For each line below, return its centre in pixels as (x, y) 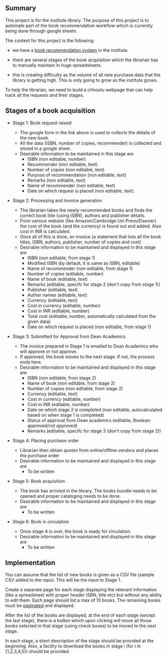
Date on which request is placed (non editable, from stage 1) (89, 327)
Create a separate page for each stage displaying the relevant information (81, 590)
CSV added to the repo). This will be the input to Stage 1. (63, 580)
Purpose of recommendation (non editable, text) (77, 175)
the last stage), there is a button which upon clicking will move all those (79, 621)
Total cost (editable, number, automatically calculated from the (91, 316)
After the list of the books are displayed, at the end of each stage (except (80, 615)
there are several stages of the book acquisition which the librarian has (85, 60)
